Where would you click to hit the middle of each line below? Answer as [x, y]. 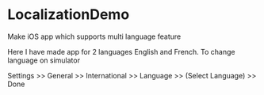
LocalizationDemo [69, 15]
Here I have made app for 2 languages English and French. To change [121, 51]
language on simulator [44, 60]
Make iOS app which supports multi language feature [94, 36]
